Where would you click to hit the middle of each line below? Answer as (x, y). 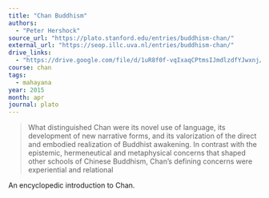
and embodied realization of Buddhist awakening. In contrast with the (143, 145)
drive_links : (30, 53)
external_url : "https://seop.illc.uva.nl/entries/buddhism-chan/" (121, 46)
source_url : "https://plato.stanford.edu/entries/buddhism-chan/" (121, 38)
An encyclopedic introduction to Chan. (72, 185)
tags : (17, 75)
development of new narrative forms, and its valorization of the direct (142, 136)
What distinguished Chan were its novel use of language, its (126, 128)
